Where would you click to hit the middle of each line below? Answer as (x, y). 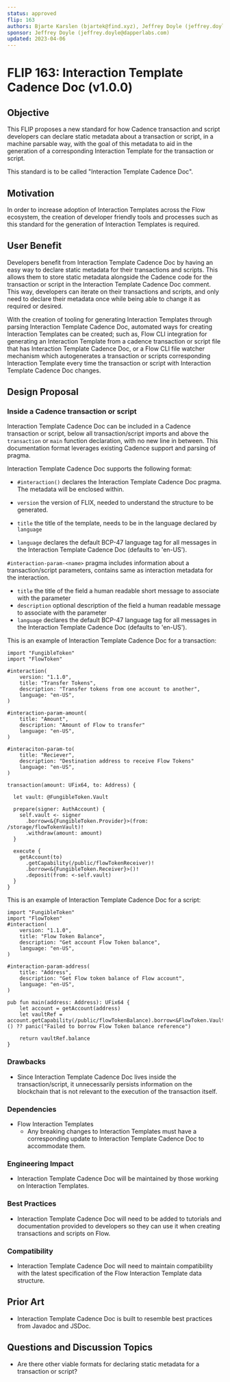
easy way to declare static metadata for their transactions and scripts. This (113, 270)
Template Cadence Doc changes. (54, 370)
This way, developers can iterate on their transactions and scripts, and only (113, 291)
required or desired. (35, 306)
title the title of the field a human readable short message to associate (118, 591)
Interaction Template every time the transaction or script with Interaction (109, 363)
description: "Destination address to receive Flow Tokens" (107, 761)
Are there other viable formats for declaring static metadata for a (108, 1364)
